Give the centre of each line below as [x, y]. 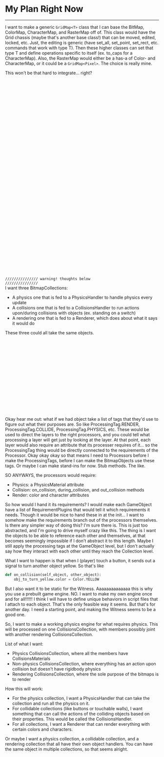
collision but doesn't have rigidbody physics [56, 669]
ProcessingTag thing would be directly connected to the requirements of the [82, 450]
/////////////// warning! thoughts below [48, 279]
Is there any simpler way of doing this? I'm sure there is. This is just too [76, 525]
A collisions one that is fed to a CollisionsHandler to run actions [76, 307]
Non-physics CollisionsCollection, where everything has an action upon [84, 664]
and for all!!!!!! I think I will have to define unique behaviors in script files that [82, 599]
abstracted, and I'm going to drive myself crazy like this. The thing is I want [81, 530]
